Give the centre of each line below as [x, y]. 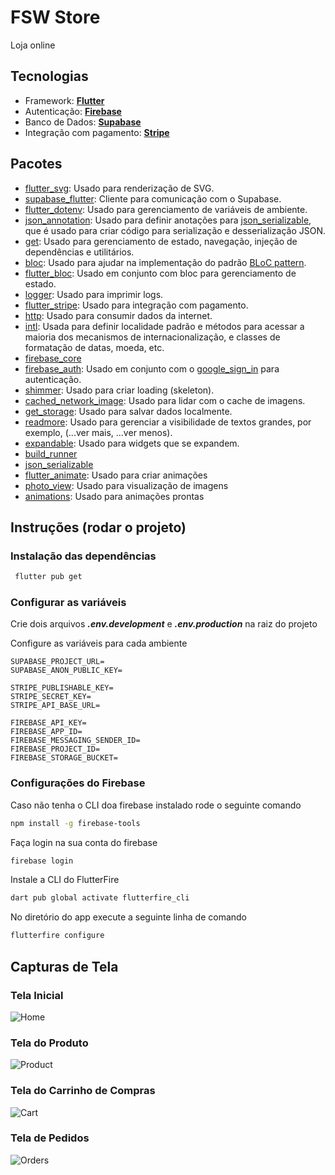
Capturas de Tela [64, 966]
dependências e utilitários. [79, 252]
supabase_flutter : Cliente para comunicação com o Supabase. [153, 198]
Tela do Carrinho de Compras [83, 1091]
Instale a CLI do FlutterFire [65, 880]
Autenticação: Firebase [73, 111]
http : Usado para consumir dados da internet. [118, 315]
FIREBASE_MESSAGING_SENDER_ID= [75, 741]
